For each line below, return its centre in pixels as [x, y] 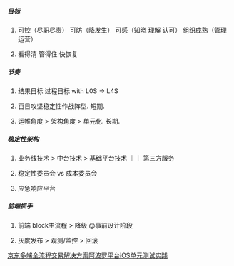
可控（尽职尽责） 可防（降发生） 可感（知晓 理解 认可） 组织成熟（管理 [122, 30]
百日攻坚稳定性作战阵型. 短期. [61, 106]
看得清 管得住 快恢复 [48, 54]
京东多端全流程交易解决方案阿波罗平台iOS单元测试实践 [88, 255]
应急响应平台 [36, 188]
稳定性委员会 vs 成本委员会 [57, 173]
